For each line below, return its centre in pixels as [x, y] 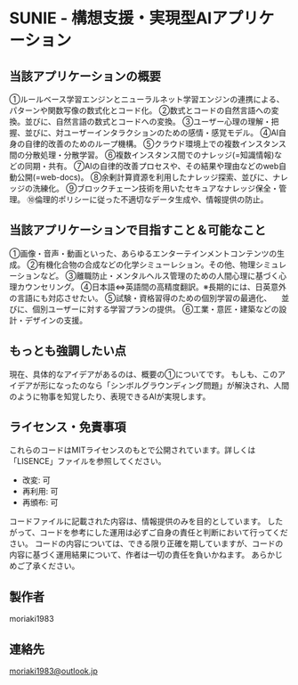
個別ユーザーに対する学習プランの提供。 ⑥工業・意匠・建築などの [156, 309]
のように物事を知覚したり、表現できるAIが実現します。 [110, 396]
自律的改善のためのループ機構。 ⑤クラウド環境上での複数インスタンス [155, 144]
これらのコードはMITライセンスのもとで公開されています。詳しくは [133, 450]
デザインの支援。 [56, 320]
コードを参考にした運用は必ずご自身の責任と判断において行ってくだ [164, 533]
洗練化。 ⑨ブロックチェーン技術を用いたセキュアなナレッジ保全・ [156, 188]
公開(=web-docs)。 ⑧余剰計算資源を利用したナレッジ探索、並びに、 [145, 177]
